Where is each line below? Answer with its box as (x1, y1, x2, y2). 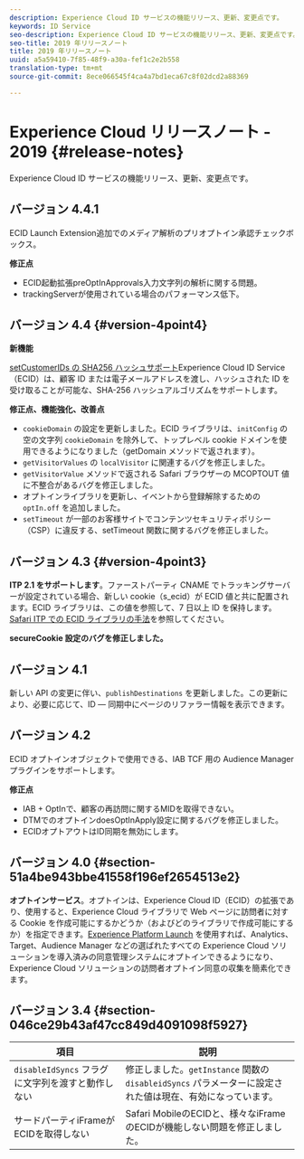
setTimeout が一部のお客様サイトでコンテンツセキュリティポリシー (22, 514, 271, 524)
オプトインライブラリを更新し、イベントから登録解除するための (22, 491, 261, 502)
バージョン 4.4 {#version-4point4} (9, 317, 208, 333)
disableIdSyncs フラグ (14, 1063, 109, 1076)
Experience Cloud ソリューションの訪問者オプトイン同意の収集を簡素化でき (9, 962, 292, 973)
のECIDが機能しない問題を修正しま (125, 1121, 274, 1134)
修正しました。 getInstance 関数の (125, 1063, 270, 1076)
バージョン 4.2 (9, 728, 91, 743)
